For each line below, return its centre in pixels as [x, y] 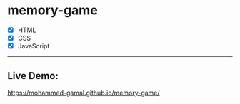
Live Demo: [33, 76]
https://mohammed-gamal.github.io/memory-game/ [84, 93]
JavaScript [34, 46]
